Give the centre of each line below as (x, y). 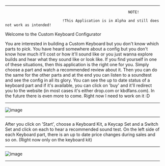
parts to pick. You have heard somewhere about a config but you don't (77, 49)
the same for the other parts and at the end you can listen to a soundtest (78, 75)
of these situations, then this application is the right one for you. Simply (77, 65)
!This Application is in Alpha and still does (111, 21)
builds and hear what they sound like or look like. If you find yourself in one (81, 59)
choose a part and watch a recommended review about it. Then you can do (81, 70)
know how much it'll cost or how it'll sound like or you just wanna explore (79, 54)
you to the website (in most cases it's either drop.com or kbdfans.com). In (80, 91)
